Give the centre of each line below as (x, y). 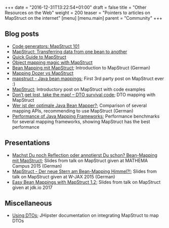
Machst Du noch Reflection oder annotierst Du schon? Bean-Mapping (85, 155)
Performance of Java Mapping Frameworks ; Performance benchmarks (86, 116)
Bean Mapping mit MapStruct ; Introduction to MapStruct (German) (81, 67)
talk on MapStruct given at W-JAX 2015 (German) (64, 176)
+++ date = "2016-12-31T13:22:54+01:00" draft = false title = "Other (76, 7)
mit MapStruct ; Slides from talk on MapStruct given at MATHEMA (80, 160)
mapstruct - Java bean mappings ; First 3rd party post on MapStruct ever (88, 79)
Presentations (27, 143)
